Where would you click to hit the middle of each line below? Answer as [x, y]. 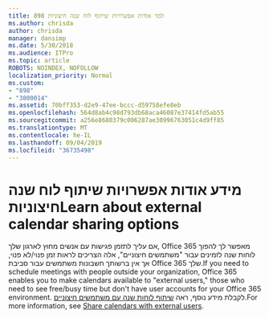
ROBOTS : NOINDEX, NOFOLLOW [53, 68]
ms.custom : [26, 83]
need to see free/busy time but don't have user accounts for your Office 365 [135, 289]
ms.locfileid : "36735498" [51, 150]
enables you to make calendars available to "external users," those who [126, 280]
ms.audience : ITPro [41, 53]
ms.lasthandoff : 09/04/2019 [55, 143]
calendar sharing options [94, 224]
